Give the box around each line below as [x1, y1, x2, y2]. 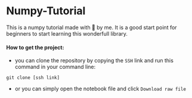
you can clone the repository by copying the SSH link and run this [14, 57, 174, 64]
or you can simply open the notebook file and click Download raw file [14, 85, 187, 93]
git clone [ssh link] [6, 75, 60, 81]
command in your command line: [14, 64, 96, 71]
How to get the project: [6, 43, 64, 51]
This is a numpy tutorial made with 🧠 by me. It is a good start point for [6, 24, 177, 31]
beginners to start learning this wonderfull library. [6, 30, 128, 37]
